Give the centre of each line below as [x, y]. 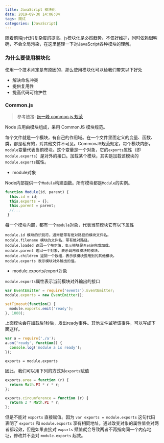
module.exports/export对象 [40, 271]
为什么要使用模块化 [28, 58]
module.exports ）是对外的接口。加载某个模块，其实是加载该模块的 [72, 156]
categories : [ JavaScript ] [31, 23]
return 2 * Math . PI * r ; [35, 403]
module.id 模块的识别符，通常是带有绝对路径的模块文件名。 [58, 235]
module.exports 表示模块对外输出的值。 [42, 261]
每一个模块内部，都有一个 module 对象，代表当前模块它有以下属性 [70, 225]
